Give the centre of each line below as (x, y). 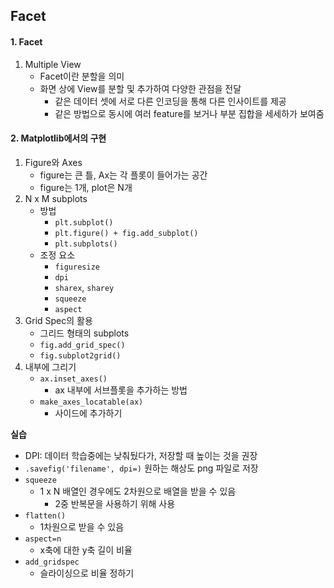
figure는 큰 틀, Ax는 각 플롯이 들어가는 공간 (123, 175)
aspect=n (43, 539)
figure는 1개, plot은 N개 (86, 187)
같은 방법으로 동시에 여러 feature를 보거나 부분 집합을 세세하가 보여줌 (189, 113)
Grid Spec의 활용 (58, 320)
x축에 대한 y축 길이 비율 (86, 550)
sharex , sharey (84, 287)
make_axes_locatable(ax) (91, 402)
